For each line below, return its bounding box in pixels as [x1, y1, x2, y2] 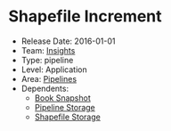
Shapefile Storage [34, 111, 102, 122]
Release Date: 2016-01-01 [20, 36, 117, 46]
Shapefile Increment [8, 6, 162, 27]
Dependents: [20, 83, 69, 94]
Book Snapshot [34, 92, 91, 103]
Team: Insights [20, 45, 76, 55]
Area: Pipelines [20, 73, 77, 84]
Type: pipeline [20, 54, 74, 65]
